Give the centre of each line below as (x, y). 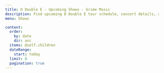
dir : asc (23, 41)
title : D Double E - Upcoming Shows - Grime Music (58, 9)
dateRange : (20, 50)
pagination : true (27, 63)
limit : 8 (18, 58)
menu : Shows (17, 18)
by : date (23, 36)
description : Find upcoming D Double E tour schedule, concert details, (81, 14)
